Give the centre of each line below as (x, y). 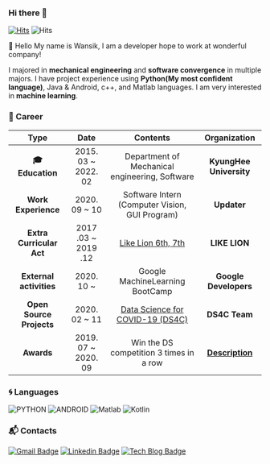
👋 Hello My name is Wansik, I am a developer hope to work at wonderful (127, 46)
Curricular (37, 242)
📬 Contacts (33, 430)
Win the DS (153, 342)
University (230, 171)
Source (38, 314)
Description (230, 352)
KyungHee (230, 161)
